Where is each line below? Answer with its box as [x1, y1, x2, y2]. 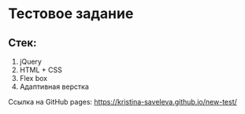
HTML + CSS [19, 65, 63, 75]
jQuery [19, 57, 42, 66]
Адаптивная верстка [19, 82, 89, 91]
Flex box [19, 74, 48, 83]
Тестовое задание [8, 5, 134, 23]
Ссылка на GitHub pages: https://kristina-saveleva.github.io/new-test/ [8, 97, 238, 106]
